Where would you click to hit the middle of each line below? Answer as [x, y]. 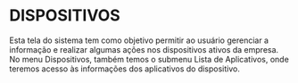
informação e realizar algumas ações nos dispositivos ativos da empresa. [144, 49]
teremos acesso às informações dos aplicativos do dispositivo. [125, 69]
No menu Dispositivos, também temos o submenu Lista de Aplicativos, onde [149, 59]
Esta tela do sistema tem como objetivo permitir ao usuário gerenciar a [139, 40]
